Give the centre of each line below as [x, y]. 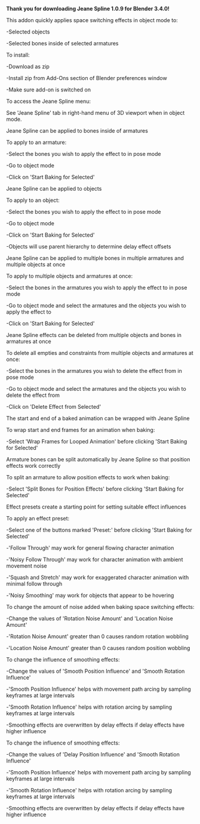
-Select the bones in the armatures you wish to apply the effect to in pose [97, 287]
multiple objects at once [36, 264]
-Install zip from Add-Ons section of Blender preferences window [87, 78]
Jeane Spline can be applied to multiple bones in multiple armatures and [95, 258]
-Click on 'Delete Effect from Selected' [54, 407]
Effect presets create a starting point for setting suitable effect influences [96, 507]
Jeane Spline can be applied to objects [54, 189]
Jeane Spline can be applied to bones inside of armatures [77, 131]
